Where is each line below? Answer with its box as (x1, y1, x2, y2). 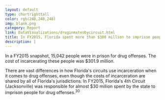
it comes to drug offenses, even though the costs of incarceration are (5, 72, 146, 79)
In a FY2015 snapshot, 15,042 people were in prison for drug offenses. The (5, 53, 156, 59)
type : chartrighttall (5, 12, 50, 17)
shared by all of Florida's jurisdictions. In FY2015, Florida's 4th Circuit (5, 78, 146, 84)
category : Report (5, 26, 41, 31)
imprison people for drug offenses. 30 (5, 88, 80, 95)
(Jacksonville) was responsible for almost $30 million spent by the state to (5, 83, 156, 89)
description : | (5, 39, 36, 44)
